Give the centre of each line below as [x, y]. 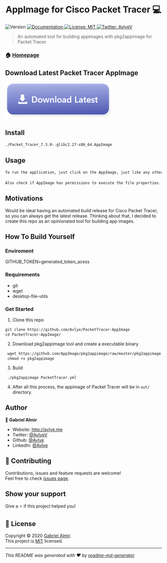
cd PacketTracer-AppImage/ [33, 334]
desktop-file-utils [30, 296]
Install [15, 133]
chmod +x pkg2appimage [31, 358]
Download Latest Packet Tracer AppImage [72, 73]
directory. [22, 392]
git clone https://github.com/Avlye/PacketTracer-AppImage [68, 329]
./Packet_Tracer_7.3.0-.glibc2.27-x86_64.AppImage [59, 145]
